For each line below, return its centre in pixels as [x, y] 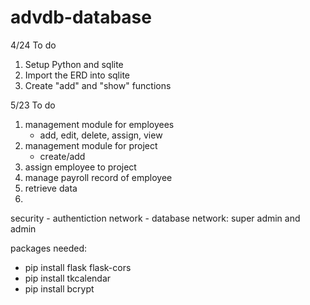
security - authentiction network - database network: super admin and [155, 218]
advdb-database [81, 17]
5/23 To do [33, 105]
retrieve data [51, 188]
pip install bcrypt [59, 288]
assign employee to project [80, 167]
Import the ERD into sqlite [77, 75]
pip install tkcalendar [68, 278]
